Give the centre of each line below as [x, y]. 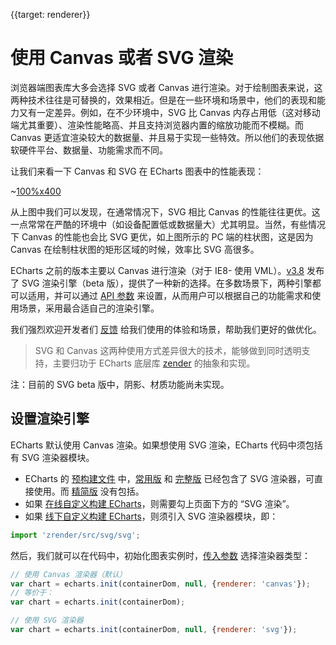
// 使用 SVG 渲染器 [47, 620]
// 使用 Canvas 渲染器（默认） [68, 574]
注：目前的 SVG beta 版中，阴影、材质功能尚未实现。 [120, 384]
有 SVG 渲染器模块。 [52, 457]
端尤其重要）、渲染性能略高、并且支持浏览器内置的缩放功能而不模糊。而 [157, 125]
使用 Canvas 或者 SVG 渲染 [122, 58]
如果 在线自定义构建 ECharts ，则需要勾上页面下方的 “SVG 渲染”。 [159, 503]
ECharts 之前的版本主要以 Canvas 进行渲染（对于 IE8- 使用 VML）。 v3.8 [157, 270]
